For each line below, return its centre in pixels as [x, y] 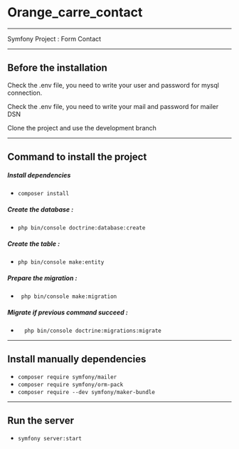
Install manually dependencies [77, 360]
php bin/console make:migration [69, 296]
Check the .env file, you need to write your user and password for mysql [113, 85]
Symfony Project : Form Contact [54, 38]
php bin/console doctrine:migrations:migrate [93, 331]
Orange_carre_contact [75, 12]
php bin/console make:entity [61, 262]
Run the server [41, 421]
